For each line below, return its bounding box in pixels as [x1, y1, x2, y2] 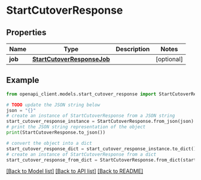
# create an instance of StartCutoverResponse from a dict [6, 151, 157, 157]
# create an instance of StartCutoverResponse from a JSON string [6, 113, 175, 119]
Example [6, 75, 39, 85]
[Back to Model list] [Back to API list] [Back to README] [6, 167, 144, 175]
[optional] [155, 55, 184, 63]
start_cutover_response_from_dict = [6, 157, 98, 163]
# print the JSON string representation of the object [6, 124, 146, 130]
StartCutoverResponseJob [32, 55, 111, 63]
